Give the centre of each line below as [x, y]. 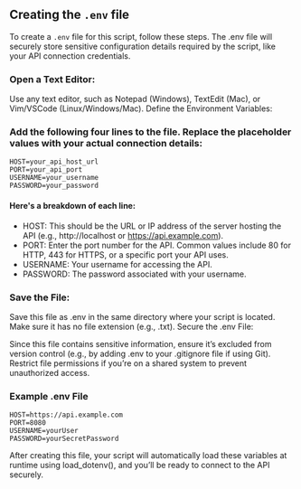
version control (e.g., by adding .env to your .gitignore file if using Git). [140, 353]
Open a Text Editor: [52, 79]
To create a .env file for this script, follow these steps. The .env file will [141, 36]
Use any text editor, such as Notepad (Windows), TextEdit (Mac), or [135, 99]
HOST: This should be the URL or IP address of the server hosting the [152, 226]
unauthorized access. [50, 372]
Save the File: [40, 297]
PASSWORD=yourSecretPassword [64, 439]
